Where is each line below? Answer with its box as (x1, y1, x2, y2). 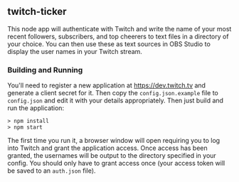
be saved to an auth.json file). (7, 166, 96, 175)
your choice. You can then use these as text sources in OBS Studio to (7, 39, 211, 48)
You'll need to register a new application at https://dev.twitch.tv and (7, 81, 206, 90)
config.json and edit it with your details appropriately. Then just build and (7, 96, 224, 105)
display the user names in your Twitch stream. (7, 47, 142, 55)
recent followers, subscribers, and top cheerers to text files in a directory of (7, 32, 229, 41)
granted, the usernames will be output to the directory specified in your (7, 151, 217, 160)
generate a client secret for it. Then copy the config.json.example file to (7, 89, 218, 97)
